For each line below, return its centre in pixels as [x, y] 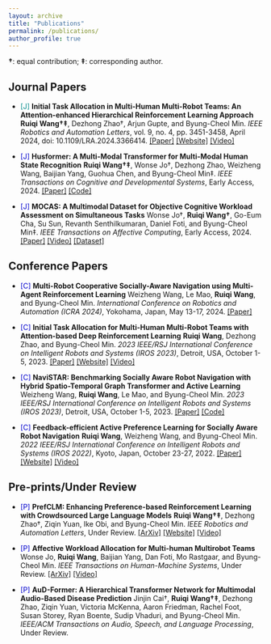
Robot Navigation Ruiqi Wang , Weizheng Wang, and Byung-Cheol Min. [139, 436]
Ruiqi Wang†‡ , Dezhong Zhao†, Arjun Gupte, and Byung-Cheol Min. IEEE [141, 124]
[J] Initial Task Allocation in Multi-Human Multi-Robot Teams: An [131, 107]
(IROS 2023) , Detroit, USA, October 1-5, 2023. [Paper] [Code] [122, 411]
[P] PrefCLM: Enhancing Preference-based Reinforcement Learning [135, 506]
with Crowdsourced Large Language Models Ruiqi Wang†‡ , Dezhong [138, 515]
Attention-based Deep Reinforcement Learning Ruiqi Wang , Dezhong [138, 336]
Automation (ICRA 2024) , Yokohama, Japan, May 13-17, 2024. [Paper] [136, 311]
